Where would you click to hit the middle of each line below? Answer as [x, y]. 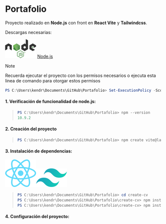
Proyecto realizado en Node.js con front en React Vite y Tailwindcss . [76, 23]
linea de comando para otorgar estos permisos [53, 80]
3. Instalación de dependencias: [39, 151]
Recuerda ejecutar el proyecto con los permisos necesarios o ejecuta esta [81, 75]
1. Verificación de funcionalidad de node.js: [51, 102]
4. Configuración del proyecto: [37, 217]
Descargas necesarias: [28, 32]
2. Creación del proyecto [31, 129]
